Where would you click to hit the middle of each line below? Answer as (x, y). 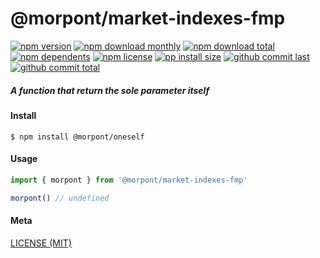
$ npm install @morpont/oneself (77, 137)
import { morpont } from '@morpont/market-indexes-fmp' (129, 180)
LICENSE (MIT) (41, 243)
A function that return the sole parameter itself (110, 90)
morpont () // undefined (60, 198)
